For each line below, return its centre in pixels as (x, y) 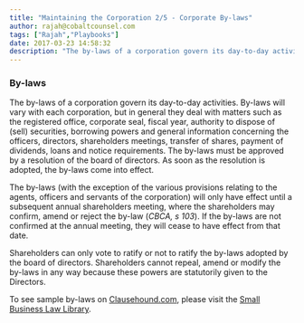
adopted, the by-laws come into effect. (82, 170)
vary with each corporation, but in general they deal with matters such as (146, 112)
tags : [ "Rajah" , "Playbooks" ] (64, 34)
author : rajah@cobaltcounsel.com (72, 26)
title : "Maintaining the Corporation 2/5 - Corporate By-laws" (131, 18)
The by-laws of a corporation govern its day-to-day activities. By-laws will (147, 103)
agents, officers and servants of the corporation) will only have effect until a (151, 197)
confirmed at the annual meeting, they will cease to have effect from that (145, 226)
